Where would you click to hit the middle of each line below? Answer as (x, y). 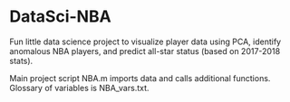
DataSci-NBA (60, 17)
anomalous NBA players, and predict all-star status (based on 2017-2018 (145, 51)
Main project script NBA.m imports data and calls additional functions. (140, 78)
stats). (21, 60)
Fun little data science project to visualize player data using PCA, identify (145, 42)
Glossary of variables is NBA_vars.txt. (79, 88)
